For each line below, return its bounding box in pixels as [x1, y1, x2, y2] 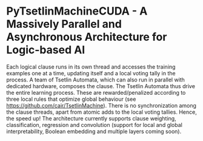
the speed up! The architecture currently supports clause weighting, [6, 114, 177, 122]
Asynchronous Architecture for [6, 30, 167, 44]
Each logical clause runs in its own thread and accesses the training [6, 63, 176, 70]
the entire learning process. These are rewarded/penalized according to [6, 89, 186, 96]
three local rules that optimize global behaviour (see [6, 95, 136, 103]
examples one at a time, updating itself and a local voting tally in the [6, 69, 176, 77]
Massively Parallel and [6, 17, 122, 31]
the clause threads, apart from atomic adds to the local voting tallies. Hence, [6, 108, 197, 115]
